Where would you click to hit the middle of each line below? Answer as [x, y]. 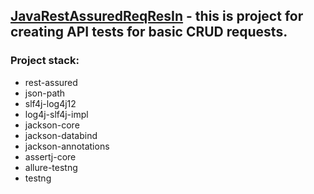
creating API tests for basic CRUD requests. [149, 32]
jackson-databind [61, 135]
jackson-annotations [67, 146]
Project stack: [45, 61]
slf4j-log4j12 [50, 103]
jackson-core [52, 125]
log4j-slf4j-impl [56, 114]
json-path [45, 93]
